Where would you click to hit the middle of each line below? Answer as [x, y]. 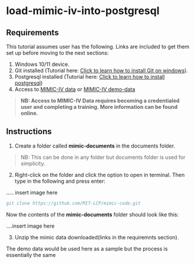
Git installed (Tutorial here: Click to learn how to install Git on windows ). [101, 71]
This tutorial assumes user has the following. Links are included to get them [98, 46]
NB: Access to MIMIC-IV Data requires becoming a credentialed [100, 101]
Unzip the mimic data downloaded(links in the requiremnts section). [97, 237]
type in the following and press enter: [60, 181]
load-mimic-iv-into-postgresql [83, 11]
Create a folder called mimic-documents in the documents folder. [95, 146]
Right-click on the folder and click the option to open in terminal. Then [100, 175]
